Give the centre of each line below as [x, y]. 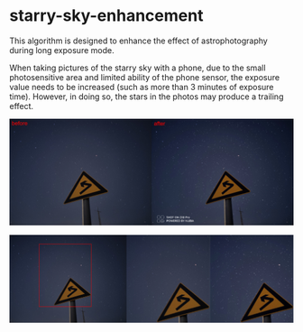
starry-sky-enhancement [106, 16]
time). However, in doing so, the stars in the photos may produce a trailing [147, 97]
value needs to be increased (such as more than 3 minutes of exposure [142, 87]
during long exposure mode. [62, 50]
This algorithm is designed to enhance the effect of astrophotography [138, 41]
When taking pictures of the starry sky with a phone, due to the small [138, 68]
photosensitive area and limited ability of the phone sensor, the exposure [145, 77]
